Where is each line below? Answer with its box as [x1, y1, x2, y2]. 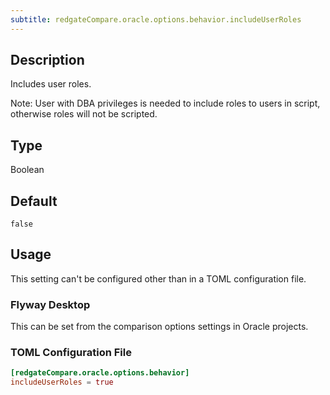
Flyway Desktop [10, 297, 91, 311]
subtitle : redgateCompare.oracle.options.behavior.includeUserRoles [10, 14, 302, 25]
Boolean [10, 164, 45, 176]
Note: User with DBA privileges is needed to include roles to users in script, [10, 97, 321, 110]
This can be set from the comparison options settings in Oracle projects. [10, 321, 309, 333]
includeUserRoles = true [10, 377, 114, 388]
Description [10, 52, 85, 69]
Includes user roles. [10, 78, 92, 90]
